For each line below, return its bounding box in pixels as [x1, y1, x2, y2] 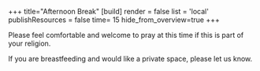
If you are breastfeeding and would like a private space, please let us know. [8, 54, 253, 63]
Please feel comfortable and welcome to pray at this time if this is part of [8, 31, 244, 39]
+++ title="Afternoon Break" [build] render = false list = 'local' [8, 7, 209, 16]
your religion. [8, 39, 51, 48]
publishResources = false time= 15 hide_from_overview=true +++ [8, 15, 221, 24]
